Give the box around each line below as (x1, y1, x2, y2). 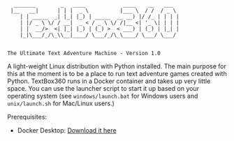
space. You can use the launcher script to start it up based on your (7, 84, 199, 92)
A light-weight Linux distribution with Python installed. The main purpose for (7, 62, 227, 70)
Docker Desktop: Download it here (17, 126, 117, 134)
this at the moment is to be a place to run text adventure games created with (7, 70, 227, 77)
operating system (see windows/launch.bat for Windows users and (7, 92, 198, 100)
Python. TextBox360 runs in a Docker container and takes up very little (7, 77, 211, 85)
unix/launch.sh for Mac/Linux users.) (7, 99, 115, 107)
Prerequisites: (7, 113, 47, 121)
